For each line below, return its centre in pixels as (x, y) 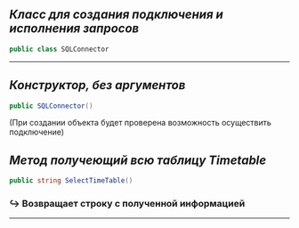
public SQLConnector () (51, 106)
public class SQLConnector (59, 49)
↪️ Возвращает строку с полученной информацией (127, 203)
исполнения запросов (74, 29)
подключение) (37, 132)
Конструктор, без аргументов (97, 85)
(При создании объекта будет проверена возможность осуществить (140, 123)
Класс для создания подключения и (117, 15)
